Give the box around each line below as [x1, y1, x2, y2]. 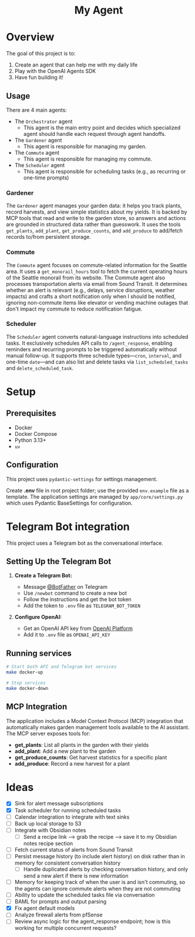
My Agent [74, 4, 123, 17]
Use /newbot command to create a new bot [23, 589, 127, 597]
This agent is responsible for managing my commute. [23, 155, 153, 162]
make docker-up [6, 669, 43, 675]
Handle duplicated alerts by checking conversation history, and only [23, 865, 189, 872]
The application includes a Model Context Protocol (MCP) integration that [6, 717, 184, 724]
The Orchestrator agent [14, 118, 73, 125]
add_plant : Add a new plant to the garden [14, 748, 116, 755]
